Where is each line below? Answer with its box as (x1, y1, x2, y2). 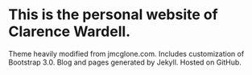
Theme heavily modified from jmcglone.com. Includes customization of (8, 49, 245, 58)
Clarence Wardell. (8, 22, 131, 41)
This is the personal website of (8, 6, 219, 24)
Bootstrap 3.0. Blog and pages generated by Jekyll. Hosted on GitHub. (8, 57, 242, 67)
